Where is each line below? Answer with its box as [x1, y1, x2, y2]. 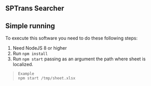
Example [17, 71, 34, 76]
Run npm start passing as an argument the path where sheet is [12, 56, 146, 62]
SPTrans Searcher [5, 4, 64, 13]
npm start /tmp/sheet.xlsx [17, 76, 76, 81]
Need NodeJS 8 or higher [12, 45, 67, 51]
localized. [12, 61, 33, 68]
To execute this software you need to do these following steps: [5, 35, 138, 41]
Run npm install [12, 51, 48, 57]
